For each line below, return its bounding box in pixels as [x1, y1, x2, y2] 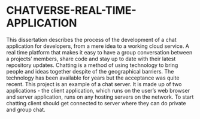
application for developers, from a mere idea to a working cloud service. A [6, 42, 190, 50]
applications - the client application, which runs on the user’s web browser [6, 87, 190, 94]
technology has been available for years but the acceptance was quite [6, 74, 180, 81]
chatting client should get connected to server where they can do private [6, 99, 187, 106]
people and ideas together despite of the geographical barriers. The [6, 68, 174, 75]
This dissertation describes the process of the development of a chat [6, 36, 177, 43]
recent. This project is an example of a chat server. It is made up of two [6, 80, 182, 87]
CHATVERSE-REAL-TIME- [6, 4, 137, 17]
